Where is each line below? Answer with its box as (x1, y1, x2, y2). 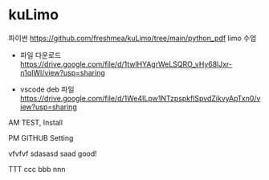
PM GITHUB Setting (8, 133, 74, 142)
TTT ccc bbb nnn (8, 164, 66, 174)
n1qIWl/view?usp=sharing (19, 67, 106, 77)
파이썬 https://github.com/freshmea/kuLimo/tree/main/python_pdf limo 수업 (8, 33, 257, 43)
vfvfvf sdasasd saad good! (8, 149, 98, 158)
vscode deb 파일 (19, 84, 75, 94)
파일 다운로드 (19, 50, 62, 59)
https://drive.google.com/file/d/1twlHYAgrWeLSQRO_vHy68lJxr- (19, 59, 233, 69)
